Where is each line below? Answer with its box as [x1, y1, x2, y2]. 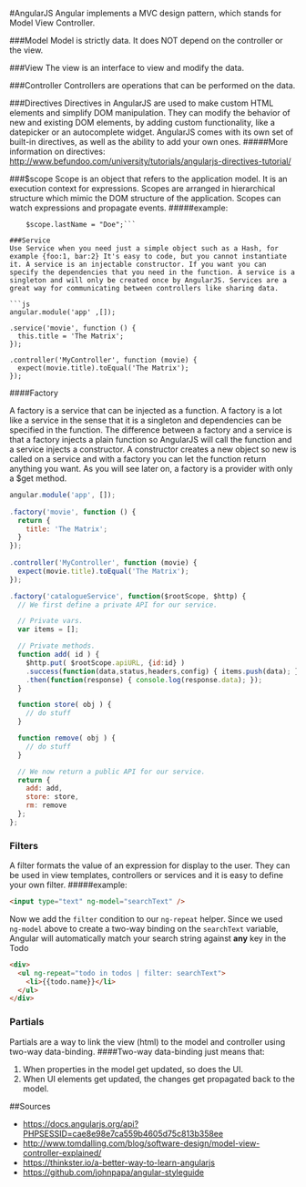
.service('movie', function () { [9, 323, 137, 333]
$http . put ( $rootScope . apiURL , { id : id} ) [25, 658, 185, 668]
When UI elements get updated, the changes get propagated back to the [22, 1073, 296, 1084]
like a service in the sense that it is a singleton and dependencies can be [9, 414, 282, 425]
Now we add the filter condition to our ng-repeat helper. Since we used [9, 913, 283, 924]
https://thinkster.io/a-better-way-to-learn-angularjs [22, 1157, 216, 1168]
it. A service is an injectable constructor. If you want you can [9, 260, 267, 269]
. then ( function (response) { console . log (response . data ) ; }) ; [25, 675, 263, 684]
